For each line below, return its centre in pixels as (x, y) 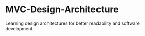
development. (19, 28)
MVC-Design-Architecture (62, 9)
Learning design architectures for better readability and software (72, 23)
